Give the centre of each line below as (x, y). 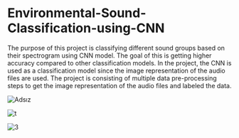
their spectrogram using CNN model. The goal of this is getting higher (110, 55)
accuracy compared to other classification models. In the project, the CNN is (119, 63)
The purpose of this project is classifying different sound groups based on (116, 48)
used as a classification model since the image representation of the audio (116, 70)
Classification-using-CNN (86, 28)
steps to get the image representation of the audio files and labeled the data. (119, 85)
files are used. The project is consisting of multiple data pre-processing (112, 78)
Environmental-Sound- (77, 13)
